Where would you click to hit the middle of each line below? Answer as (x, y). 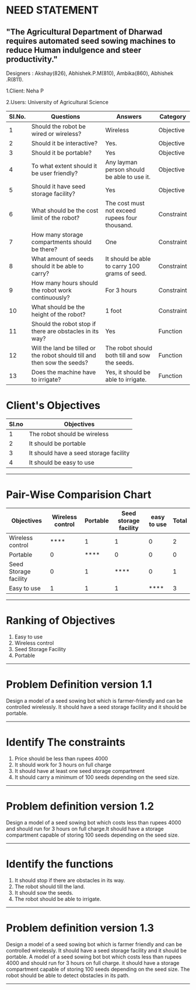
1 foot (113, 311)
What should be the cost (65, 210)
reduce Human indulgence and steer (74, 50)
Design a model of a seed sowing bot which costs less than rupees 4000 (94, 822)
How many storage (57, 235)
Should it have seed (58, 186)
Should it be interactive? (64, 143)
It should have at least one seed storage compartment (79, 771)
